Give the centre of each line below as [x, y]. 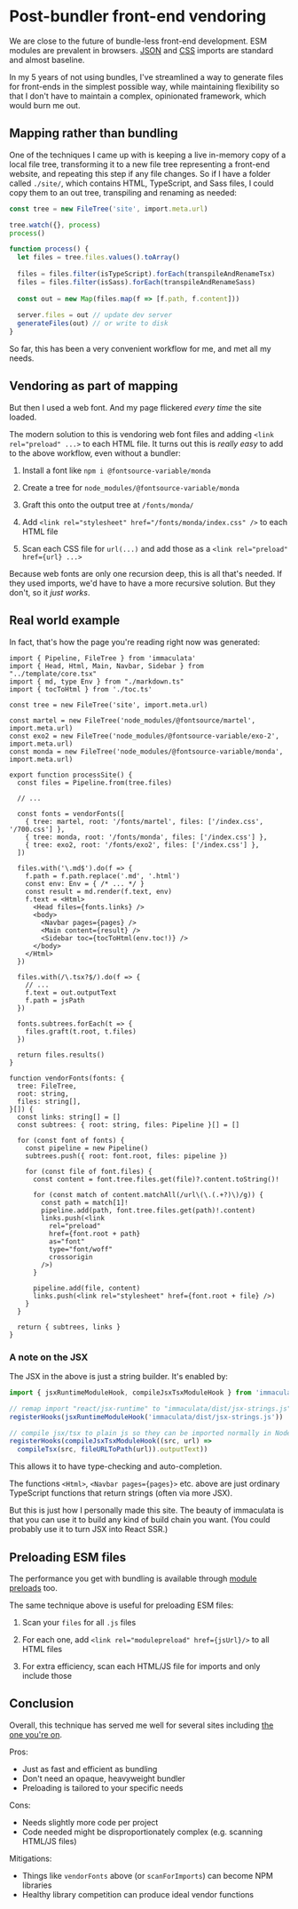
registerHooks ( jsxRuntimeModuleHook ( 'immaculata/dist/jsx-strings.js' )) [146, 1417]
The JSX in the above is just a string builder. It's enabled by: [119, 1376]
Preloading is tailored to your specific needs [102, 1787]
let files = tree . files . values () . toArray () [98, 258]
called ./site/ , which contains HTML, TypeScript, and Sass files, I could [141, 183]
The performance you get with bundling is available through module [133, 1578]
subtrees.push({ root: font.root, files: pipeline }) [126, 1156]
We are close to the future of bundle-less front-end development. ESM [138, 41]
